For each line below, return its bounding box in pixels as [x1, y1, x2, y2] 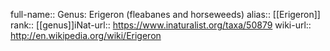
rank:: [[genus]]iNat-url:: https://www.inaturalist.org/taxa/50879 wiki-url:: [10, 19, 312, 31]
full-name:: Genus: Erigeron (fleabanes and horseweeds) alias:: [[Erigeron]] [10, 9, 321, 20]
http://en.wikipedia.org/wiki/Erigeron [10, 30, 162, 41]
